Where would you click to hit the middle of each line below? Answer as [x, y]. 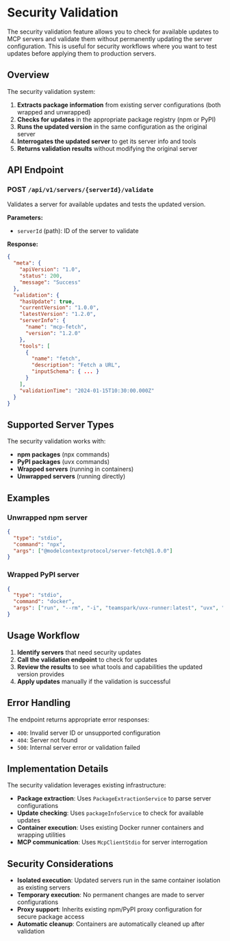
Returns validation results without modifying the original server [107, 148]
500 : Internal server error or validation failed [78, 747]
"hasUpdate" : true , [47, 302]
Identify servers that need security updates [79, 652]
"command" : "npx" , [40, 544]
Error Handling [39, 703]
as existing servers [43, 888]
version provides [41, 674]
